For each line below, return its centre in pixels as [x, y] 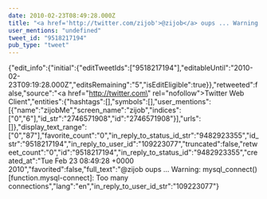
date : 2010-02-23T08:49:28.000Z [62, 16]
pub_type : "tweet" [39, 45]
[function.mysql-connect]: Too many [69, 178]
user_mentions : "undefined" [55, 30]
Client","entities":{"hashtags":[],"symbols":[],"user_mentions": [110, 102]
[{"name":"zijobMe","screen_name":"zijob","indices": [95, 110]
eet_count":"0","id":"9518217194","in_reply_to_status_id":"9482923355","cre [133, 153]
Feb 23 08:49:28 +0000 [94, 161]
